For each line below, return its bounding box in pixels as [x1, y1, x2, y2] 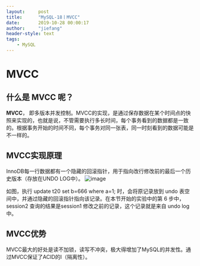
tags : [6, 36, 20, 42]
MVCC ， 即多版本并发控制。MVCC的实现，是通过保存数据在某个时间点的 [6, 109, 186, 116]
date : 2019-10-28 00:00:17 [6, 20, 89, 26]
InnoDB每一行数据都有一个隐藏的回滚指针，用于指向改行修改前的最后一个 [6, 167, 186, 175]
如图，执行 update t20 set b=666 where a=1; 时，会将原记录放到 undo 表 [6, 188, 185, 195]
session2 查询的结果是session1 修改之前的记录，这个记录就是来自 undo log [6, 202, 190, 210]
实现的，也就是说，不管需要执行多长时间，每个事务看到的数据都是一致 [16, 116, 189, 123]
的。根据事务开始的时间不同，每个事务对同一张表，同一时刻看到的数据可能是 [6, 124, 194, 131]
